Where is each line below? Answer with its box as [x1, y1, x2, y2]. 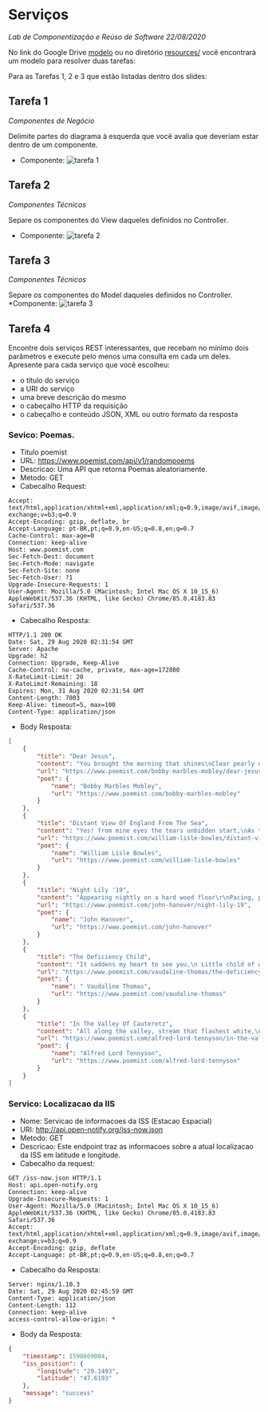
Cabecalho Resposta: [19, 616, 90, 625]
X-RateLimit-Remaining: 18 [8, 680, 98, 688]
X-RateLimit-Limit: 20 [8, 673, 84, 681]
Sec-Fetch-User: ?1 [8, 573, 73, 582]
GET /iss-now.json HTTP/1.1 [8, 1174, 102, 1182]
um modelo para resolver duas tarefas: [8, 56, 136, 65]
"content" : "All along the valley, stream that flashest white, [37, 1027, 255, 1035]
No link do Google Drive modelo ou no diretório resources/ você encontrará [8, 47, 257, 57]
